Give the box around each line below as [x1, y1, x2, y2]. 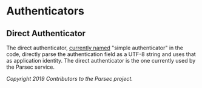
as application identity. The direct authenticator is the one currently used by [6, 57, 196, 64]
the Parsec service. [6, 63, 55, 71]
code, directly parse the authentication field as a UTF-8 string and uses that [6, 51, 196, 58]
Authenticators [6, 4, 85, 18]
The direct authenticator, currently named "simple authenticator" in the [6, 44, 184, 51]
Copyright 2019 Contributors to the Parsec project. [6, 75, 133, 82]
